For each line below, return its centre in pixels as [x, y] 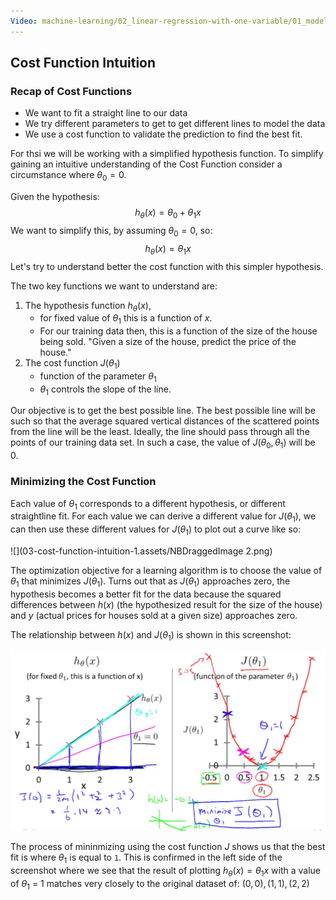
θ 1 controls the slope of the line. [105, 390]
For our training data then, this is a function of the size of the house [178, 331]
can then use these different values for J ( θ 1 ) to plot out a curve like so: [156, 530]
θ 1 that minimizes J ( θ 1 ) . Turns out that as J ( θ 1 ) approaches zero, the [150, 582]
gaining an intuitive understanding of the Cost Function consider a [146, 164]
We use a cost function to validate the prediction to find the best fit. [163, 134]
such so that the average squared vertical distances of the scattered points [165, 421]
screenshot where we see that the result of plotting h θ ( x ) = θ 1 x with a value [165, 872]
